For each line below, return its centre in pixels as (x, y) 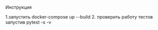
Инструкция (19, 7)
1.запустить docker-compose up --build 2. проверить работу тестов (79, 17)
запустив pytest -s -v (28, 22)
